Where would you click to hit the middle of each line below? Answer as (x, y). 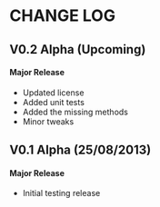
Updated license (53, 93)
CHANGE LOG (63, 16)
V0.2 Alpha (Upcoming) (78, 49)
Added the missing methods (75, 112)
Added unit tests (53, 102)
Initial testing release (61, 193)
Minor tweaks (48, 121)
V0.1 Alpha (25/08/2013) (80, 150)
